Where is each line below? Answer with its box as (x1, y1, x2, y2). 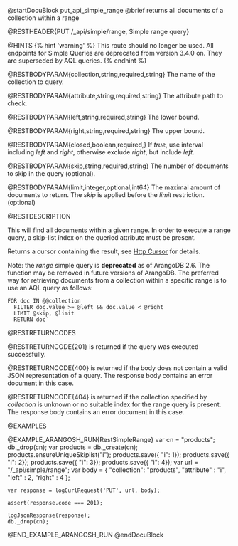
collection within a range (7, 14, 80, 22)
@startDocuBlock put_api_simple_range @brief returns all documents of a (7, 6, 224, 14)
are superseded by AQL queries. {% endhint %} (7, 56, 147, 65)
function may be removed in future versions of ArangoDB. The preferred (7, 268, 219, 277)
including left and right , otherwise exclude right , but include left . (7, 148, 195, 156)
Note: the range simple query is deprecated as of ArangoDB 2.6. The (7, 261, 210, 269)
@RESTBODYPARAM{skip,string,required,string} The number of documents (7, 162, 229, 170)
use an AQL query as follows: (7, 284, 94, 292)
